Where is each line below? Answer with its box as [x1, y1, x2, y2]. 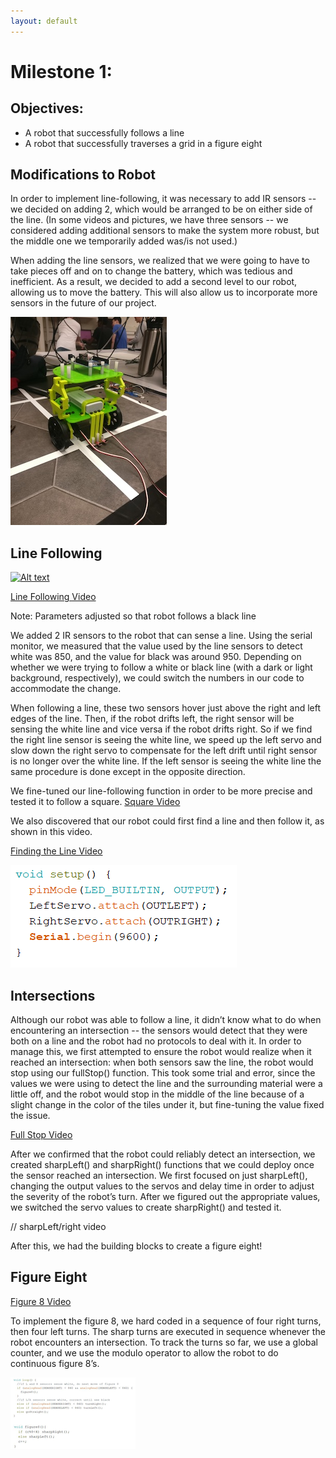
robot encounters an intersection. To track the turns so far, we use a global [10, 1336, 318, 1348]
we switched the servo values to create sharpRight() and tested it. [10, 1201, 282, 1214]
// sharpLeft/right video [10, 1221, 107, 1233]
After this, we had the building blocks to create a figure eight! [10, 1240, 263, 1252]
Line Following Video [10, 591, 97, 603]
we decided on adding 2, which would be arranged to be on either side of [10, 203, 313, 215]
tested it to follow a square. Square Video [10, 796, 181, 808]
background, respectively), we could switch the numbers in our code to [10, 672, 305, 684]
